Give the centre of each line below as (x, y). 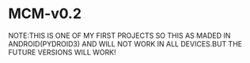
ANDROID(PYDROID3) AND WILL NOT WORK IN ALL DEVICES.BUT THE (125, 43)
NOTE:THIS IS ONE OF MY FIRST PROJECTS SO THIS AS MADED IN (119, 35)
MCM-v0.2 (45, 14)
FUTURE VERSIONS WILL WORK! (62, 52)
